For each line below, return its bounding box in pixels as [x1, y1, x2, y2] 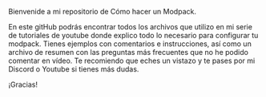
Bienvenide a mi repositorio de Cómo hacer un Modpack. [8, 7, 196, 16]
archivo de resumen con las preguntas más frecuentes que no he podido [8, 48, 248, 56]
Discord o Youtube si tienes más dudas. [8, 64, 139, 74]
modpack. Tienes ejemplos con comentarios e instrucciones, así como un [8, 39, 252, 48]
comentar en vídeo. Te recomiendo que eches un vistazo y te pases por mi [8, 56, 256, 65]
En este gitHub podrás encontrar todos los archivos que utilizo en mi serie [8, 22, 252, 31]
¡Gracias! [8, 80, 38, 89]
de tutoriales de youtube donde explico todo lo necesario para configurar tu [8, 31, 259, 40]
